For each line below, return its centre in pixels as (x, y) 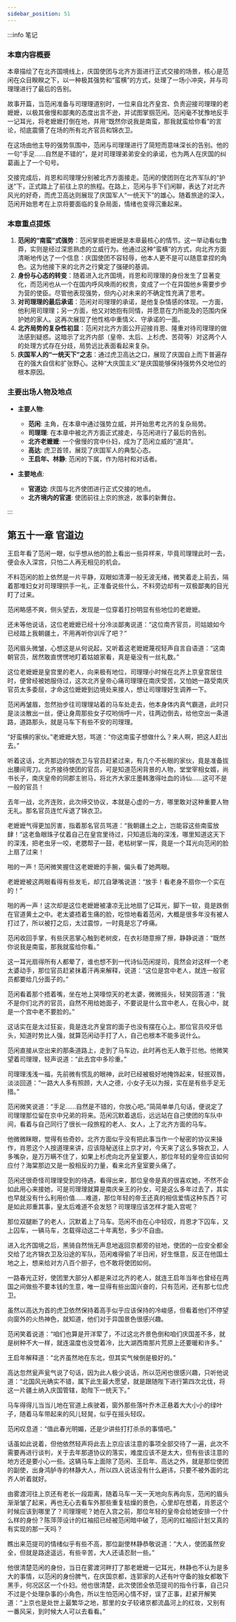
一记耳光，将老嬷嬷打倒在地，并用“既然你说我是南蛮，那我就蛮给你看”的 (112, 121)
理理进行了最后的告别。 (41, 89)
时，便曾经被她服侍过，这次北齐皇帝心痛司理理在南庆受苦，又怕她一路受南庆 (118, 681)
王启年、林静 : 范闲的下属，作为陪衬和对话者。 (94, 459)
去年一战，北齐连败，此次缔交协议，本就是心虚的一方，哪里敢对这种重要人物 (118, 802)
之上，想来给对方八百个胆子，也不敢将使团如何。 (84, 1263)
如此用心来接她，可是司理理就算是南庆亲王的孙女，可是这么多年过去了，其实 (118, 1189)
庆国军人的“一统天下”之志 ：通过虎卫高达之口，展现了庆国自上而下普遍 (119, 355)
